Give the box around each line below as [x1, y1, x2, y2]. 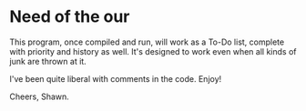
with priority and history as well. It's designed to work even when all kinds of [9, 45, 297, 56]
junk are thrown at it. [9, 55, 87, 66]
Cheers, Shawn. [9, 91, 70, 102]
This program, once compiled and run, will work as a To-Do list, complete [9, 36, 285, 47]
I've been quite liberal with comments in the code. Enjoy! [9, 73, 222, 84]
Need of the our [9, 6, 130, 27]
